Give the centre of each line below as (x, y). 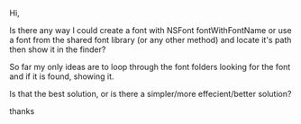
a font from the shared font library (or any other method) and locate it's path (150, 40)
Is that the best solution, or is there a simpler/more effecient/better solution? (150, 94)
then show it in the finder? (58, 49)
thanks (22, 111)
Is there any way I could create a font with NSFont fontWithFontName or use (150, 30)
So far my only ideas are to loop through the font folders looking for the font (150, 67)
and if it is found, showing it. (62, 76)
